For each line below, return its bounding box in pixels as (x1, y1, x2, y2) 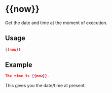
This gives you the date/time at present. (5, 83, 86, 89)
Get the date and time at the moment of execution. (5, 20, 108, 26)
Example (5, 61, 33, 69)
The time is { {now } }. (5, 74, 50, 79)
